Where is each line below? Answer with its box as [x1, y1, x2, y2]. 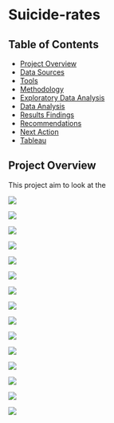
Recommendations [19, 119, 82, 128]
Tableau [19, 136, 47, 145]
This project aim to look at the [8, 180, 106, 189]
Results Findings [19, 110, 74, 120]
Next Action [19, 127, 59, 136]
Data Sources [19, 67, 65, 77]
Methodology [19, 84, 65, 94]
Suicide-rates [8, 6, 101, 24]
